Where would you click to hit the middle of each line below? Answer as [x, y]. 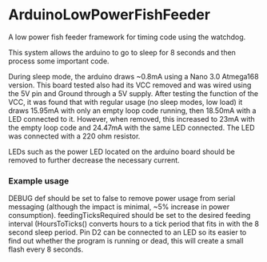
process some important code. [59, 61]
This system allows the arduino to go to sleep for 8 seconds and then [122, 52]
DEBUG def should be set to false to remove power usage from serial [122, 199]
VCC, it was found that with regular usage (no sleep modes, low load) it [126, 102]
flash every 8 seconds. [46, 249]
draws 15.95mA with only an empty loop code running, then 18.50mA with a [132, 111]
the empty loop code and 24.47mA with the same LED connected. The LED [132, 127]
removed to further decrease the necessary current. [94, 160]
